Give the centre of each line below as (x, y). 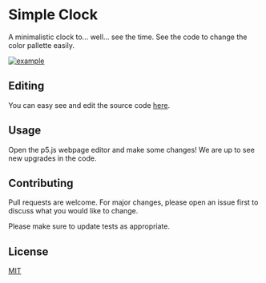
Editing (26, 86)
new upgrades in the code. (52, 158)
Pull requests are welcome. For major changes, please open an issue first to (133, 202)
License (28, 251)
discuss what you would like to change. (73, 211)
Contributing (41, 183)
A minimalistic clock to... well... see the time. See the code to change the (128, 37)
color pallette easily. (41, 45)
